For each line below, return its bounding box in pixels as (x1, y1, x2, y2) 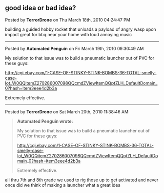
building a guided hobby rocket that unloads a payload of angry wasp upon (5, 26, 156, 32)
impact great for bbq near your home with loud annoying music (5, 31, 132, 37)
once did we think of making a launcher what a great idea (5, 182, 121, 188)
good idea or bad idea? (5, 4, 76, 12)
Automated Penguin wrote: (17, 118, 73, 124)
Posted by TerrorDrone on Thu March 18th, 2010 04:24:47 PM (5, 17, 130, 22)
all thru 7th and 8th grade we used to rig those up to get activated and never (5, 177, 159, 183)
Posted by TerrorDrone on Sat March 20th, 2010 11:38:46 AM (5, 108, 128, 114)
